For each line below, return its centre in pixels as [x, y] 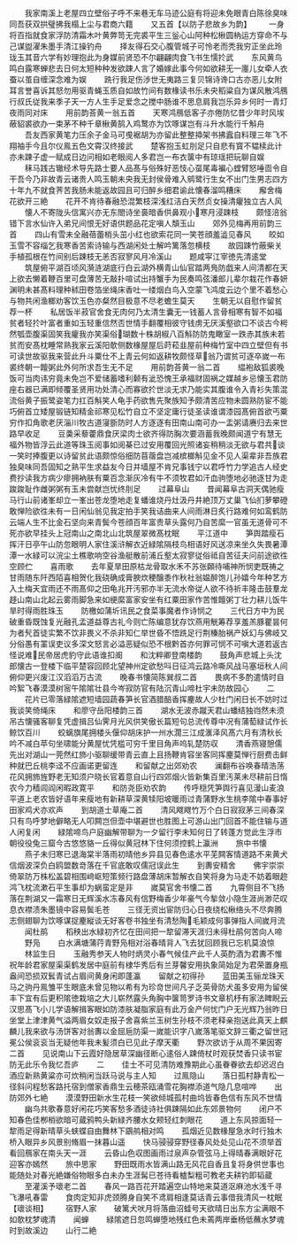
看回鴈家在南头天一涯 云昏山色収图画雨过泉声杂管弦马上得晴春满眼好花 [146, 1153]
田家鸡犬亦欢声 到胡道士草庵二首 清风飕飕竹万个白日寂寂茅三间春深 [147, 810]
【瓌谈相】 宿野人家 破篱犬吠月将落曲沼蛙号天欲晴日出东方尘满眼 [143, 1208]
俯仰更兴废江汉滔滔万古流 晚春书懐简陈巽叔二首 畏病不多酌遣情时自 [147, 677]
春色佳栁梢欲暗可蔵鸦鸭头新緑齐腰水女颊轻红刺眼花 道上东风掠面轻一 [149, 1120]
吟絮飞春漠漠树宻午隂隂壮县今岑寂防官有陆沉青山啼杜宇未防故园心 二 [142, 688]
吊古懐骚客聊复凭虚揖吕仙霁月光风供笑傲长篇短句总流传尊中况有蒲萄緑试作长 [148, 721]
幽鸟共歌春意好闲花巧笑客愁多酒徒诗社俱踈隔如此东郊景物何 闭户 [149, 1109]
